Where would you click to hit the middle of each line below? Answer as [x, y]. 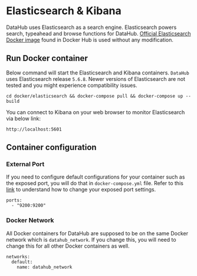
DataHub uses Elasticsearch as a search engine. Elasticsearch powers [91, 27]
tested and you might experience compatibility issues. [72, 85]
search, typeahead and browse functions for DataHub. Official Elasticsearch [98, 33]
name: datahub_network [45, 267]
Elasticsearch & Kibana [64, 11]
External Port [25, 164]
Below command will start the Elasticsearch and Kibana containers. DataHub [98, 73]
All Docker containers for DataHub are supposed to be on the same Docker [97, 233]
